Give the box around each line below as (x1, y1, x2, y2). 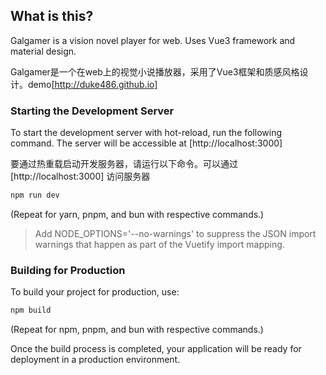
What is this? (10, 8, 94, 25)
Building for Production (10, 263, 126, 277)
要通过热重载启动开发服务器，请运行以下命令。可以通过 (10, 158, 238, 170)
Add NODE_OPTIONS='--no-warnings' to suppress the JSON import (34, 227, 317, 239)
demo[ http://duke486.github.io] (27, 78, 158, 90)
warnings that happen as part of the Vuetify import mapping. (34, 238, 285, 250)
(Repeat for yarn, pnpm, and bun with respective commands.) (10, 208, 265, 220)
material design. (10, 45, 77, 57)
